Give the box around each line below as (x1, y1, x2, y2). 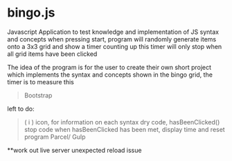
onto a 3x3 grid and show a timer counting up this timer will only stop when (7, 42, 222, 50)
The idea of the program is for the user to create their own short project (7, 63, 212, 71)
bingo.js (7, 5, 55, 21)
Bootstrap (24, 91, 53, 100)
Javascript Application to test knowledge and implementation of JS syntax (7, 28, 220, 36)
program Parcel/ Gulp (24, 133, 86, 141)
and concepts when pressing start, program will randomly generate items (7, 35, 217, 43)
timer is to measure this (7, 77, 74, 86)
